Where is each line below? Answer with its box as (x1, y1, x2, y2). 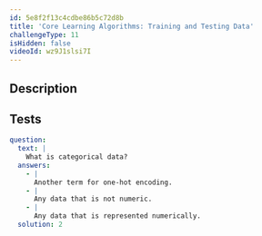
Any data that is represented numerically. (33, 211, 202, 221)
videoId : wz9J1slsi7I (9, 47, 92, 56)
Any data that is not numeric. (33, 194, 153, 204)
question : (9, 135, 47, 145)
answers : (17, 161, 51, 170)
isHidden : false (9, 38, 71, 48)
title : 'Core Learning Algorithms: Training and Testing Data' (9, 22, 255, 31)
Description (9, 81, 77, 96)
